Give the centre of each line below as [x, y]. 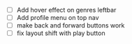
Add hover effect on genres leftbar [66, 10]
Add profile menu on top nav [58, 18]
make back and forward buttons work [71, 25]
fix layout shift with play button [61, 33]
